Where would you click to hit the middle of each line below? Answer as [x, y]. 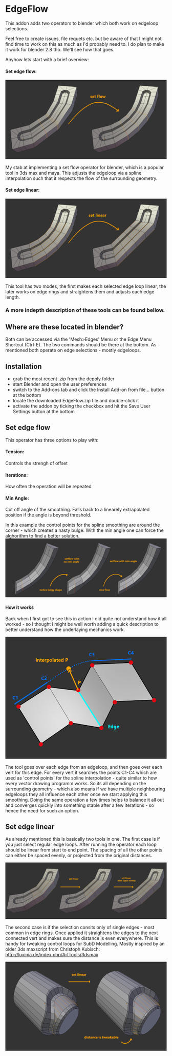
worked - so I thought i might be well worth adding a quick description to [82, 624]
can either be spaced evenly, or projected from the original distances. [79, 856]
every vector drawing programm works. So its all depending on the [76, 783]
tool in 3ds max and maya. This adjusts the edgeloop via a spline [73, 173]
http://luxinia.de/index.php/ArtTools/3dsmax [52, 955]
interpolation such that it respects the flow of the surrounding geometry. [81, 178]
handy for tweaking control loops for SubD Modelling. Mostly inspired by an [85, 944]
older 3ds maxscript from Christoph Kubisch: [53, 949]
